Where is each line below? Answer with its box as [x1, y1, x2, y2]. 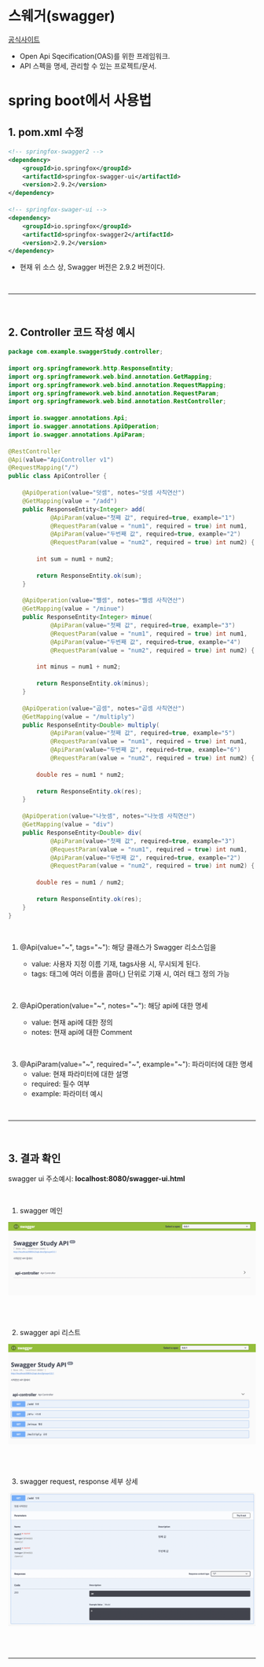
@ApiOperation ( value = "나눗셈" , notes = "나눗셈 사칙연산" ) [22, 812, 196, 820]
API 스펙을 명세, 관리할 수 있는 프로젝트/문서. [19, 61, 157, 71]
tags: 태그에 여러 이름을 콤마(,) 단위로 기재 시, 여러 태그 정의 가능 [31, 969, 230, 978]
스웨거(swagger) [8, 7, 115, 25]
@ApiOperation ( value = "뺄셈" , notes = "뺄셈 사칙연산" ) [22, 597, 185, 605]
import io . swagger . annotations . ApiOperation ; [8, 422, 159, 430]
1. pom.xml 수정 [8, 125, 84, 138]
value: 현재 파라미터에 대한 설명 [31, 1069, 129, 1078]
